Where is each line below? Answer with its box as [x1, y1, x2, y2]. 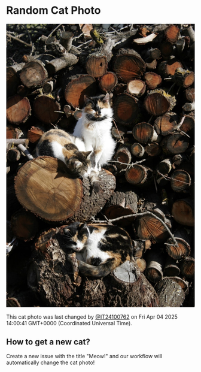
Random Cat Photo [6, 4, 101, 17]
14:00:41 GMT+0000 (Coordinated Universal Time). [6, 319, 133, 326]
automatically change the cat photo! [6, 359, 95, 366]
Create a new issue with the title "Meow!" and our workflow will [6, 353, 163, 360]
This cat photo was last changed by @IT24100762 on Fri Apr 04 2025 [6, 313, 178, 320]
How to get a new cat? [6, 337, 91, 347]
